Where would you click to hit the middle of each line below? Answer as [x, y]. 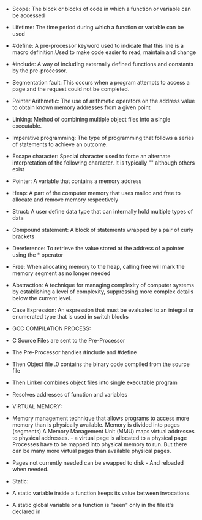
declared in [26, 511]
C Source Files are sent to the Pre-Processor [69, 340]
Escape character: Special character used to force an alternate [91, 156]
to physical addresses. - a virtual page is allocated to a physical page [99, 438]
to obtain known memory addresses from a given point [81, 107]
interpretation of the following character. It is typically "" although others [103, 163]
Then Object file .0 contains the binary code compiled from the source [101, 364]
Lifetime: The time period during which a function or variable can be [98, 27]
